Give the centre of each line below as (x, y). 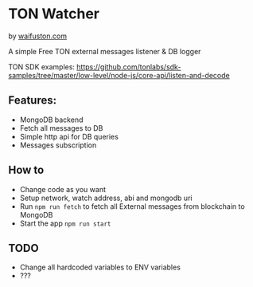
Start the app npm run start (65, 223)
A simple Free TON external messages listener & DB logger (105, 51)
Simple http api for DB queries (69, 136)
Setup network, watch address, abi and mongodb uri (106, 198)
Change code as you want (62, 189)
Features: (33, 100)
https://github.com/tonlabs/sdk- (129, 67)
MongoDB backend (51, 120)
